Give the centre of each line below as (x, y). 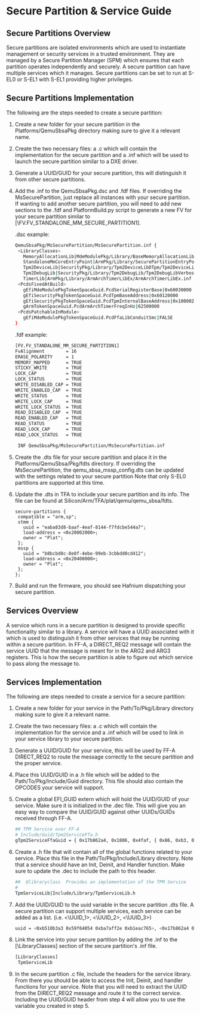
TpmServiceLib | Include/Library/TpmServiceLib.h (75, 893)
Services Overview (42, 611)
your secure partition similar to (53, 216)
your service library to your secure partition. (69, 739)
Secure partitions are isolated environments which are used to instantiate (96, 47)
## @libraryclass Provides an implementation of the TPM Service (100, 882)
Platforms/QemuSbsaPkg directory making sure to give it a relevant (97, 131)
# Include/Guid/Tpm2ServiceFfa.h (56, 835)
